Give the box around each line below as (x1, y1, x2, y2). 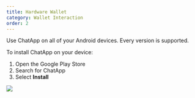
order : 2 (6, 20, 29, 26)
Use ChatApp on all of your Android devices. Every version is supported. (6, 37, 189, 44)
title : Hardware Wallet (6, 9, 67, 15)
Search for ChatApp (15, 67, 66, 74)
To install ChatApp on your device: (6, 49, 94, 56)
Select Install (15, 74, 49, 81)
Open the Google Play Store (15, 60, 86, 68)
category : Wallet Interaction (6, 15, 84, 21)
